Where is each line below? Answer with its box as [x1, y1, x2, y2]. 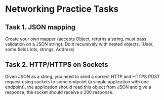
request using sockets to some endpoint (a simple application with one [5, 78, 149, 84]
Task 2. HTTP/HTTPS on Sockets [5, 60, 109, 69]
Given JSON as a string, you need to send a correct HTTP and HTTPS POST [5, 74, 160, 79]
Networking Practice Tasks [5, 3, 119, 15]
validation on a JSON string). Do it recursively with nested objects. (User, [5, 41, 154, 47]
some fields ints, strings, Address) [5, 47, 75, 52]
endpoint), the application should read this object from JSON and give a [5, 84, 152, 90]
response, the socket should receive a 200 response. [5, 89, 114, 95]
